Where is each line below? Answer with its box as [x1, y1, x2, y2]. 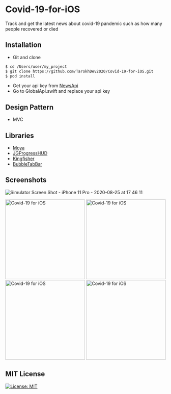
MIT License [5, 370, 45, 378]
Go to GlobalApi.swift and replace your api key [12, 88, 110, 94]
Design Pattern [5, 103, 54, 112]
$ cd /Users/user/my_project [5, 64, 67, 69]
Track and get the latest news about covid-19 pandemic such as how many [5, 20, 163, 27]
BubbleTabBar [12, 161, 42, 167]
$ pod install [5, 73, 36, 78]
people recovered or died [5, 25, 59, 32]
